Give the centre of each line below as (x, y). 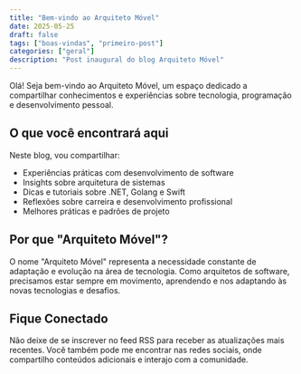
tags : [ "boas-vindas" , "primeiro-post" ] (87, 43)
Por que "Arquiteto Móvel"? (89, 240)
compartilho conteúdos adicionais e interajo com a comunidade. (129, 360)
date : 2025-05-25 (42, 26)
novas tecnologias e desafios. (65, 290)
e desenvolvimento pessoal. (61, 105)
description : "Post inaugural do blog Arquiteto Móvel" (117, 60)
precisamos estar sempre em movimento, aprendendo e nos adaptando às (148, 281)
